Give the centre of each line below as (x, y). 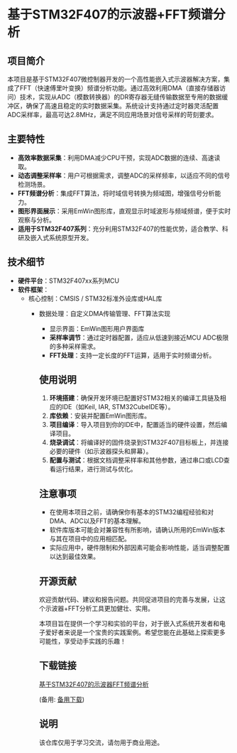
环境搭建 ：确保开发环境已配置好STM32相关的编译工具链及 (134, 398)
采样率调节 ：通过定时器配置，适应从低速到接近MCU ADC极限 (139, 337)
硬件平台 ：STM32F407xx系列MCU (68, 281)
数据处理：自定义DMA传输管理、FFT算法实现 (105, 313)
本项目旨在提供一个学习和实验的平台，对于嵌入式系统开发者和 (129, 624)
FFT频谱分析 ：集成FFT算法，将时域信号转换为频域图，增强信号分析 (116, 193)
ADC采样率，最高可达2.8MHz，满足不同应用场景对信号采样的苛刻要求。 (112, 115)
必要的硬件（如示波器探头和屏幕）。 (101, 451)
